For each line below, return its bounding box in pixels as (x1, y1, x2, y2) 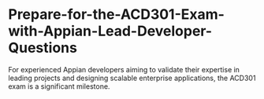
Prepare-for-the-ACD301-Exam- (8, 5, 225, 24)
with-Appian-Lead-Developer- (8, 22, 213, 40)
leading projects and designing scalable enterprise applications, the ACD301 (8, 73, 256, 82)
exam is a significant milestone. (8, 81, 110, 91)
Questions (8, 39, 77, 57)
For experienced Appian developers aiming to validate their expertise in (8, 64, 240, 74)
